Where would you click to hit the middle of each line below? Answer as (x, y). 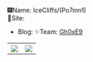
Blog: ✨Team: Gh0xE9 (50, 32)
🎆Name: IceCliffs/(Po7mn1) (47, 10)
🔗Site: (16, 18)
